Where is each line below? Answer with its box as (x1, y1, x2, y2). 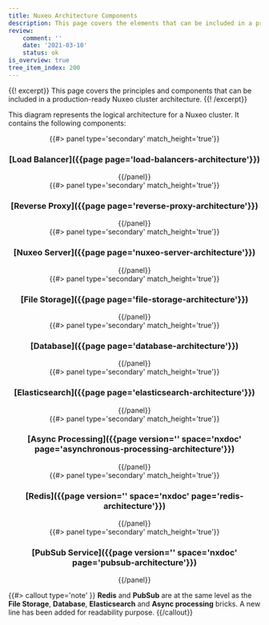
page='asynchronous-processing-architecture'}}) (34, 443, 235, 455)
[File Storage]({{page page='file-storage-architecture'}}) (20, 294, 249, 305)
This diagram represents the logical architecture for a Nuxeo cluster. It (8, 110, 239, 119)
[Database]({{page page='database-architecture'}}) (30, 340, 239, 351)
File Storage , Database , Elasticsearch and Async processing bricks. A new (8, 599, 261, 609)
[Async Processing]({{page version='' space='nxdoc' (27, 434, 242, 445)
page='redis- (191, 490, 244, 501)
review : (8, 26, 34, 34)
